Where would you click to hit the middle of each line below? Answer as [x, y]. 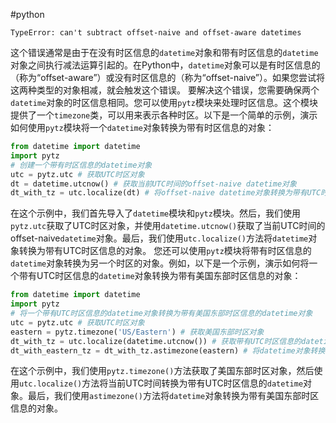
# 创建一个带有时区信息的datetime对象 [81, 165]
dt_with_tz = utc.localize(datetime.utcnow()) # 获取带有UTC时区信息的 [156, 341]
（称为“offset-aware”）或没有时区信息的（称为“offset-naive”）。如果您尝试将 [168, 77]
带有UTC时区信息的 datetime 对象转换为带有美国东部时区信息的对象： [160, 276]
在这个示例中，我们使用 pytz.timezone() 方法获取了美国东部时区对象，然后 [162, 371]
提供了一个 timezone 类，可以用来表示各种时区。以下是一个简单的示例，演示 [164, 115]
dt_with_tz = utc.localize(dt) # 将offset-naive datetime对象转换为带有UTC [166, 193]
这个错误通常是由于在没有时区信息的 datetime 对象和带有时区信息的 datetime [164, 52]
